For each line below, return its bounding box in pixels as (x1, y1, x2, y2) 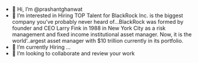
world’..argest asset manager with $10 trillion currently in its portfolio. (11, 37, 184, 44)
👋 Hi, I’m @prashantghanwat (11, 6, 83, 12)
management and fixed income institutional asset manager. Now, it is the (11, 31, 192, 38)
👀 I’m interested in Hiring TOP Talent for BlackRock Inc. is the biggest (11, 12, 184, 19)
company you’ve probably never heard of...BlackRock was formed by (11, 18, 184, 25)
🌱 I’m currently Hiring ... (11, 43, 71, 51)
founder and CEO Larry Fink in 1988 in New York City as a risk (11, 24, 166, 31)
